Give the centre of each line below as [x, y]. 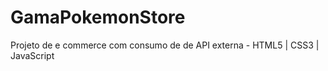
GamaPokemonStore [98, 17]
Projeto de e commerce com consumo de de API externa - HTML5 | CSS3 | [165, 45]
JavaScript [32, 55]
